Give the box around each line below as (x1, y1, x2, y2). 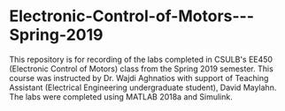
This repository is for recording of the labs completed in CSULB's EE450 (9, 54, 273, 64)
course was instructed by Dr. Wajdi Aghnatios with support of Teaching (9, 72, 269, 83)
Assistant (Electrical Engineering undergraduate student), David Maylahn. (9, 82, 277, 92)
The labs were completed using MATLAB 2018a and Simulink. (9, 91, 233, 102)
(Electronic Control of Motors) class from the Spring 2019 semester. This (9, 63, 274, 74)
